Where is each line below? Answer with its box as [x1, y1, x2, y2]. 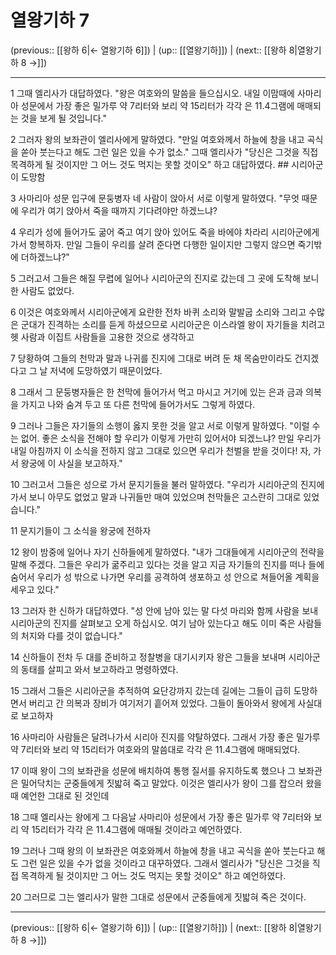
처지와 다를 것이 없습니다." [20, 629, 123, 641]
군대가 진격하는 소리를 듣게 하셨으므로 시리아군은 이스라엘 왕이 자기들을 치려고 [20, 318, 326, 330]
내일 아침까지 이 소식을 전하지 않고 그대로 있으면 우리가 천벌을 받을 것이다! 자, [10, 444, 312, 456]
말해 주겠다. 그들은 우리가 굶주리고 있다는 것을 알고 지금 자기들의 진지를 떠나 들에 [10, 558, 325, 570]
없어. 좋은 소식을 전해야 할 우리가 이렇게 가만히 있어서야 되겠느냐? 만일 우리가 [20, 432, 322, 444]
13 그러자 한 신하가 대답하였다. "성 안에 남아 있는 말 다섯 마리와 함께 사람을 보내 [10, 604, 319, 616]
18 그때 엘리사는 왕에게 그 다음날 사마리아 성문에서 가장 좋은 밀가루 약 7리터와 [10, 811, 312, 823]
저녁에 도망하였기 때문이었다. [49, 364, 163, 376]
